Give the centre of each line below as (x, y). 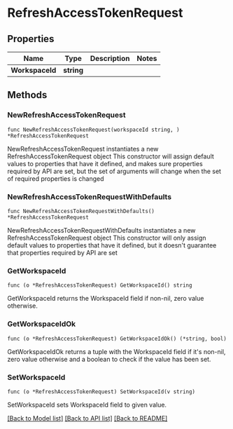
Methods (27, 95)
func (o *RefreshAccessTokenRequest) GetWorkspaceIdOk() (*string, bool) (117, 339)
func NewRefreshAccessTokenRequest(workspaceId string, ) (93, 130)
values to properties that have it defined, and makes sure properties (105, 163)
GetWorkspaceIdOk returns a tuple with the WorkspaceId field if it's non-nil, (116, 351)
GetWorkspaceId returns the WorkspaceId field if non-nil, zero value (106, 299)
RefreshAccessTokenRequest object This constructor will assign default (111, 156)
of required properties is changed (56, 178)
